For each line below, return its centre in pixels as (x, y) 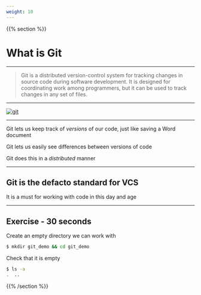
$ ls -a (16, 269)
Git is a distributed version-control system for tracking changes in (102, 75)
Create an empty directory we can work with (61, 236)
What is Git (34, 53)
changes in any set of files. (54, 94)
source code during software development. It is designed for (95, 81)
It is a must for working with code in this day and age (71, 197)
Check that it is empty (33, 258)
